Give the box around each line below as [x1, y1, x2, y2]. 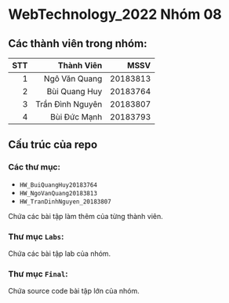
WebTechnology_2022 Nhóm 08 [8, 5, 222, 24]
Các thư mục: [8, 162, 61, 173]
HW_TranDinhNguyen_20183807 [19, 198, 111, 206]
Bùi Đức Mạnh [49, 111, 103, 122]
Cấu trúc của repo [8, 138, 98, 151]
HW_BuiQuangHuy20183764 [19, 181, 98, 189]
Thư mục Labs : [8, 231, 64, 242]
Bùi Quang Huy [46, 86, 103, 97]
